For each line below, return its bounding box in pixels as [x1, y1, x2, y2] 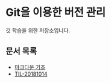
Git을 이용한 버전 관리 [5, 5, 106, 19]
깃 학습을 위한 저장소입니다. [5, 27, 71, 34]
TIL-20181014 [14, 70, 48, 78]
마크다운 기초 [14, 63, 46, 70]
